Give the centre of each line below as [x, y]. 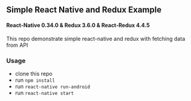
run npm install [35, 80]
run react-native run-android [53, 86]
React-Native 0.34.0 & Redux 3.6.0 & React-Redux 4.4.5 [78, 25]
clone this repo [34, 73]
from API [17, 45]
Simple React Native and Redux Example [84, 10]
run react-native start [44, 93]
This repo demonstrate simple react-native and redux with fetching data [96, 38]
